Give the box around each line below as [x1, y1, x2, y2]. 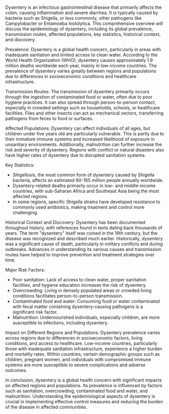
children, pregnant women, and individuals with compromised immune [5, 357, 151, 362]
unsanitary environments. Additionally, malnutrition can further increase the [5, 141, 162, 147]
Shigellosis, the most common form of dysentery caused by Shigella [12, 172, 155, 178]
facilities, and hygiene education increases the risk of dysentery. [12, 282, 147, 288]
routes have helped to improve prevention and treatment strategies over [5, 252, 155, 257]
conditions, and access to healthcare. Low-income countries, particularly [5, 341, 157, 346]
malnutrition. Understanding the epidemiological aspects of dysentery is [5, 393, 155, 399]
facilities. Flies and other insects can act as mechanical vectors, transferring [5, 110, 164, 116]
